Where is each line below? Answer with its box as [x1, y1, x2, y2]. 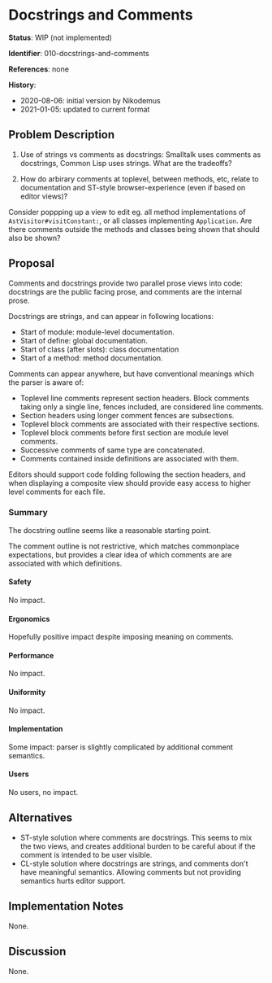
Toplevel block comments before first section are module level [19, 427, 229, 437]
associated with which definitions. [8, 558, 123, 568]
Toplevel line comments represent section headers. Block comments [19, 393, 250, 403]
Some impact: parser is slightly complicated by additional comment [8, 742, 234, 752]
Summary [8, 507, 49, 518]
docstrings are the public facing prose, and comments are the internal [8, 286, 242, 296]
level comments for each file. [8, 487, 106, 496]
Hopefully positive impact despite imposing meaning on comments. [8, 632, 234, 642]
